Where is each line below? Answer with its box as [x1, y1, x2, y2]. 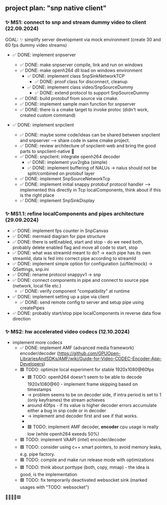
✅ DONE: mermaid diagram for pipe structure [12, 233, 106, 239]
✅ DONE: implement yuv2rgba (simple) [27, 159, 108, 165]
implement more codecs [12, 340, 63, 346]
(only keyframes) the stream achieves [27, 397, 105, 403]
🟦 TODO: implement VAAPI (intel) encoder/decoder [19, 437, 126, 443]
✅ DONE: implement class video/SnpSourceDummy [27, 84, 134, 90]
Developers [19, 361, 44, 367]
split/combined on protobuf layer [27, 170, 95, 176]
